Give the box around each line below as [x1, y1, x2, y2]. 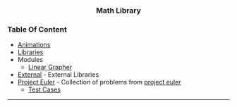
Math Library [96, 6, 141, 15]
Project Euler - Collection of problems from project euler [17, 78, 181, 87]
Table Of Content [7, 24, 67, 34]
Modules [17, 56, 44, 64]
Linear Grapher [28, 63, 73, 72]
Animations [17, 41, 51, 49]
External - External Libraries [17, 70, 99, 79]
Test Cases [28, 85, 61, 94]
